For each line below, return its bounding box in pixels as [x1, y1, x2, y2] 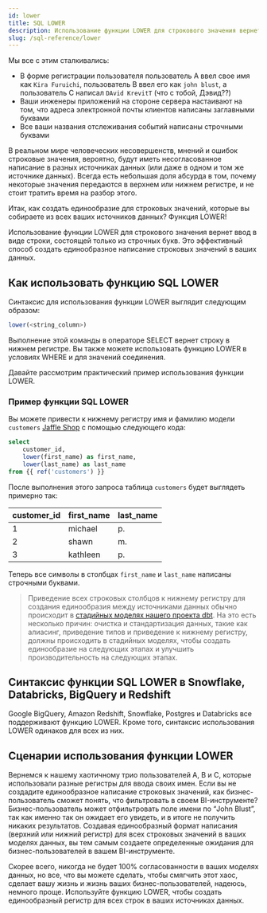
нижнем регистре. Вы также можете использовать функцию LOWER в [8, 343, 247, 353]
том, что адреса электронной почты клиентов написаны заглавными [19, 105, 255, 115]
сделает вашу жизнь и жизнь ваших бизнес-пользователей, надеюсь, [8, 879, 247, 888]
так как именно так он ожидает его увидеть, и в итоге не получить [8, 813, 236, 822]
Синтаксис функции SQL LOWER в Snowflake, [8, 676, 245, 689]
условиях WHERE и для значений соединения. [8, 352, 166, 362]
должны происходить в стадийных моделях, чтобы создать [27, 635, 230, 645]
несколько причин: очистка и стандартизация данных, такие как [27, 618, 248, 628]
